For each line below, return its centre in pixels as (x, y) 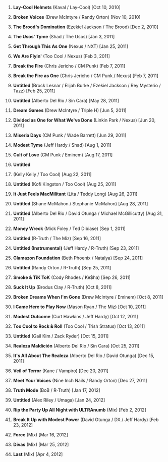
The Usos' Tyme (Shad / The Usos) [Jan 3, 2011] (64, 37)
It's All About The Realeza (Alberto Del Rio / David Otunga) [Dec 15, (83, 356)
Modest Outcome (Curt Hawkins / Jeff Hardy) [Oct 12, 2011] (75, 316)
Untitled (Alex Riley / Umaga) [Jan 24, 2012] (59, 400)
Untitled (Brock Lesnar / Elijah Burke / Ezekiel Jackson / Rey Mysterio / (87, 85)
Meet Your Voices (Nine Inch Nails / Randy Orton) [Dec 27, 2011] (80, 381)
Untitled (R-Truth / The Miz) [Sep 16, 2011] (57, 238)
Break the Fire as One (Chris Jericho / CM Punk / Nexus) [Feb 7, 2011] (86, 76)
